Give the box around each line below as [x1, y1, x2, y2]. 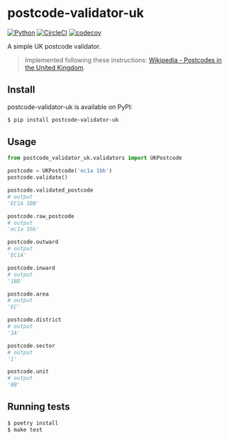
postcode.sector [7, 342, 55, 349]
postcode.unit [7, 368, 50, 376]
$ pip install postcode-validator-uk [7, 116, 119, 123]
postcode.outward [7, 238, 59, 245]
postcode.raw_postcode [7, 212, 74, 220]
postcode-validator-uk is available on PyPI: [7, 103, 133, 111]
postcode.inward [7, 264, 55, 272]
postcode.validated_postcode [7, 187, 94, 194]
